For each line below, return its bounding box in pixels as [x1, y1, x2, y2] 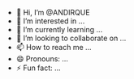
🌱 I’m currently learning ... [15, 25, 103, 34]
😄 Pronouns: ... [15, 54, 69, 64]
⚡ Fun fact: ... [15, 63, 61, 73]
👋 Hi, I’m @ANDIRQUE [15, 8, 91, 17]
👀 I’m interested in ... [15, 16, 85, 26]
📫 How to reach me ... [15, 43, 92, 52]
